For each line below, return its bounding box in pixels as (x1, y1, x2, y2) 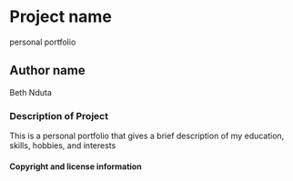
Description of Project (9, 109, 109, 122)
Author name (9, 63, 86, 78)
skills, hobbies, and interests (9, 140, 116, 151)
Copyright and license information (9, 161, 143, 172)
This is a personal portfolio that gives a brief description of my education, (9, 130, 285, 142)
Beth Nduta (9, 86, 53, 97)
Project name (9, 6, 112, 27)
